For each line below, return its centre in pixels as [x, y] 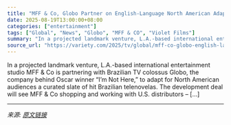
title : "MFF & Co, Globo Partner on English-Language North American [109, 13]
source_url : [24, 45]
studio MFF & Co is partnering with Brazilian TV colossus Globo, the [103, 72]
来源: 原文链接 [27, 115]
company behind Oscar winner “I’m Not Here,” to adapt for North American [113, 79]
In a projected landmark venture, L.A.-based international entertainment [109, 65]
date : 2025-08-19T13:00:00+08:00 [55, 20]
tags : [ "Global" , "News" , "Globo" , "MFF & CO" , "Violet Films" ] [101, 33]
